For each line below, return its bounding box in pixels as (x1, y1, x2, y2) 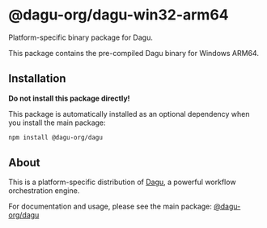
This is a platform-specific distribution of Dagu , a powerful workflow (8, 177, 236, 187)
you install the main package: (8, 118, 107, 127)
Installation (8, 71, 66, 86)
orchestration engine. (8, 186, 80, 196)
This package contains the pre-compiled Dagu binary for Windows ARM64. (8, 48, 259, 58)
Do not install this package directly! (8, 93, 131, 103)
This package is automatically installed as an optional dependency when (8, 109, 250, 118)
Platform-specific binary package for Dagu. (8, 32, 154, 42)
